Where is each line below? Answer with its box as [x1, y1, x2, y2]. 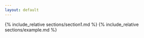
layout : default [5, 7, 39, 13]
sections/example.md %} [5, 26, 57, 33]
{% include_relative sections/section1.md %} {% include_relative [5, 21, 139, 27]
